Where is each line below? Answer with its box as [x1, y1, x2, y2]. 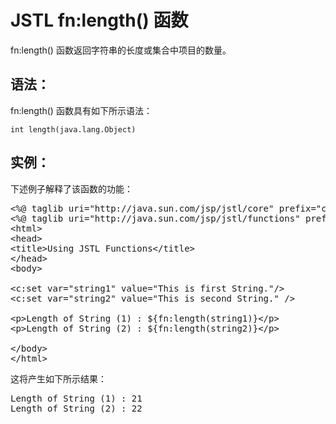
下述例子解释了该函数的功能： [10, 182, 133, 195]
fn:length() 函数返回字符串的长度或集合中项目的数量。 [10, 44, 232, 56]
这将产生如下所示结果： [10, 372, 107, 385]
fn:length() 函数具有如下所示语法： [10, 104, 153, 116]
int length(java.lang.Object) [10, 124, 137, 135]
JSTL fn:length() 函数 [10, 9, 189, 32]
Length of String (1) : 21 [10, 392, 143, 404]
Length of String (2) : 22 [10, 402, 143, 414]
